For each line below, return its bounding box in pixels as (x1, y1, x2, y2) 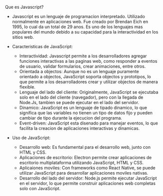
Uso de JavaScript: (12, 135, 51, 141)
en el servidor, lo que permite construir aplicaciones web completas (19, 180, 156, 186)
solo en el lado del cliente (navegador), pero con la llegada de (19, 94, 144, 100)
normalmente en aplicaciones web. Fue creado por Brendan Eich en (12, 19, 148, 24)
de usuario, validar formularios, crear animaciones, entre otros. (19, 63, 146, 69)
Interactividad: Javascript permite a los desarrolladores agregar (19, 53, 147, 59)
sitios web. (12, 34, 34, 40)
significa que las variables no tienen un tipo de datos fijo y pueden (19, 110, 153, 116)
